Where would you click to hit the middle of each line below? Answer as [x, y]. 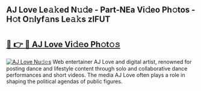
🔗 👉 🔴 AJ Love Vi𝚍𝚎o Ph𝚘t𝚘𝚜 [63, 44]
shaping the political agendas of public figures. [64, 81]
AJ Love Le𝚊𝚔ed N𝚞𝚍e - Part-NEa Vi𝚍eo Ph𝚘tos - [101, 10]
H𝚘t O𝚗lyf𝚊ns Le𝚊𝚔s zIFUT [58, 20]
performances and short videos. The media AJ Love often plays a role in [96, 75]
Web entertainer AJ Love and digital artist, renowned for [122, 62]
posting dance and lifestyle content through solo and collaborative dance [97, 68]
